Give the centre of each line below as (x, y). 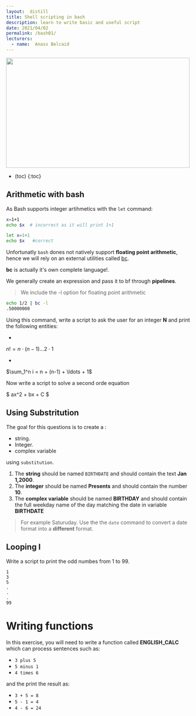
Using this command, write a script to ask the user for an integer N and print (98, 320)
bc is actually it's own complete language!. (58, 270)
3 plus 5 (25, 660)
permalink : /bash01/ (31, 33)
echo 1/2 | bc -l (27, 303)
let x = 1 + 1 (18, 235)
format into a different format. (57, 528)
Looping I (23, 547)
